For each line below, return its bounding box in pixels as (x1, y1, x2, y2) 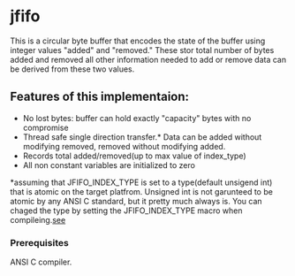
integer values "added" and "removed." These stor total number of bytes (10, 44, 275, 55)
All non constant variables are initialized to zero (22, 159, 195, 170)
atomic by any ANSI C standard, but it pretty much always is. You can (10, 195, 263, 206)
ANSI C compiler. (10, 257, 72, 267)
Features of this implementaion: (10, 89, 189, 104)
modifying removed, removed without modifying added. (22, 141, 226, 151)
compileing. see (10, 214, 66, 225)
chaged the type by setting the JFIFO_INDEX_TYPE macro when (10, 205, 243, 216)
